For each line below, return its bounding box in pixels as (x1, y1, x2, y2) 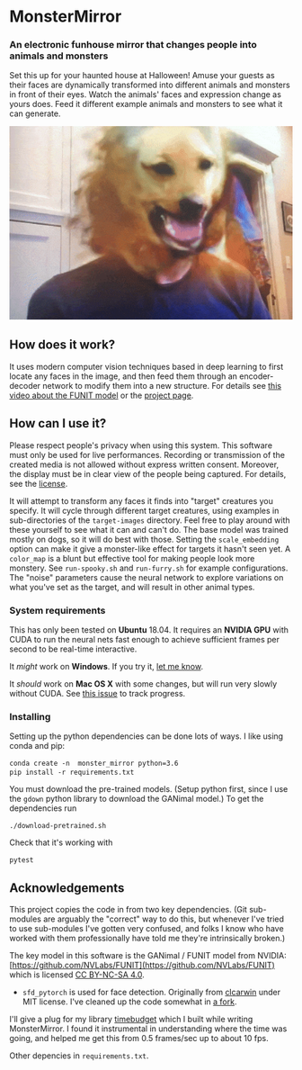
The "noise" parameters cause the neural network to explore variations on (9, 571, 284, 582)
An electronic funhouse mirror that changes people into (9, 39, 258, 51)
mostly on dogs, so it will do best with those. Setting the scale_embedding (9, 534, 280, 544)
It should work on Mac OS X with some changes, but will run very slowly (9, 678, 278, 689)
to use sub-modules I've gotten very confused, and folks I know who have (9, 923, 285, 934)
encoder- (239, 371, 274, 382)
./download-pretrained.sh (9, 822, 106, 831)
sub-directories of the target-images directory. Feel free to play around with (9, 515, 290, 526)
